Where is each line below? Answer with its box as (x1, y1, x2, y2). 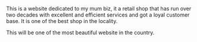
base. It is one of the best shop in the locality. (6, 18, 118, 24)
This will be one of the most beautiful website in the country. (6, 29, 155, 36)
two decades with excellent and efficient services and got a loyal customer (6, 11, 190, 18)
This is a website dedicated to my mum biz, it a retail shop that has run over (6, 5, 192, 12)
